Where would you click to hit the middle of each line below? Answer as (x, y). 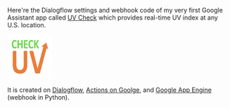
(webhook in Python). (39, 97)
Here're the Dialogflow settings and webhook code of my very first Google (115, 10)
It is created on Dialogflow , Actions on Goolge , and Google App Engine (110, 90)
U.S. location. (27, 25)
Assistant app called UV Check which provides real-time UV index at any (113, 18)
